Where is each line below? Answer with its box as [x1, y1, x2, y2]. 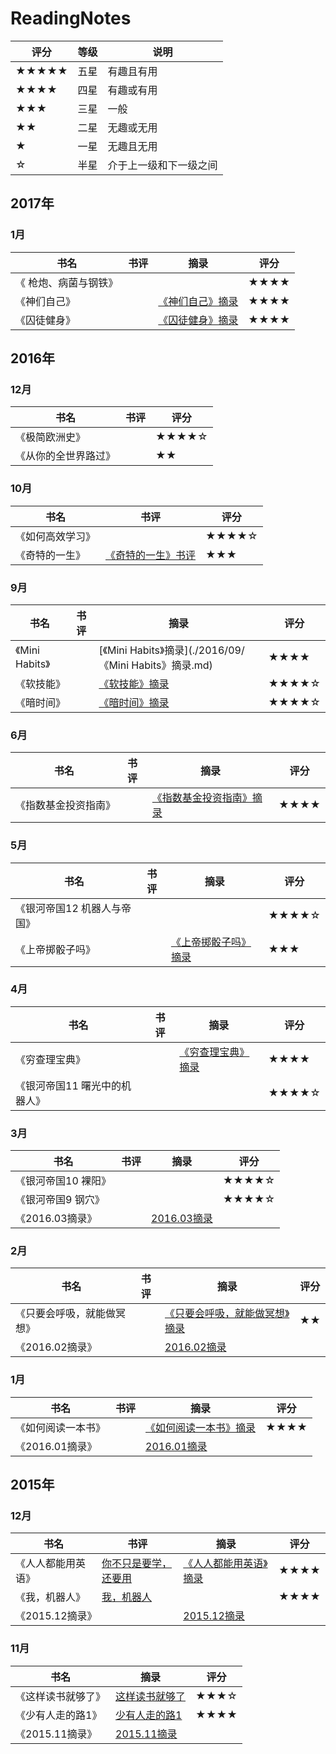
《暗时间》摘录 [98, 695, 170, 709]
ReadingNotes [10, 7, 132, 30]
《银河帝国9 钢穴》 [15, 1193, 105, 1207]
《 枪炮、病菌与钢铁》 [15, 275, 119, 289]
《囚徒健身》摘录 [158, 313, 239, 327]
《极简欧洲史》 [15, 430, 87, 444]
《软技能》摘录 [98, 677, 170, 691]
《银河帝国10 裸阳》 [15, 1174, 112, 1188]
